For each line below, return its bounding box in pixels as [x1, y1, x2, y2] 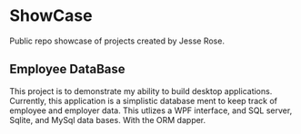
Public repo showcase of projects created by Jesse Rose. [9, 35, 226, 46]
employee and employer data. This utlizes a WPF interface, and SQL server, [9, 105, 293, 116]
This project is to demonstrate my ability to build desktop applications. [9, 85, 273, 96]
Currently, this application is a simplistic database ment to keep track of [9, 95, 277, 106]
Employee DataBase [9, 62, 125, 77]
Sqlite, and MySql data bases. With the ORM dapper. [9, 114, 206, 125]
